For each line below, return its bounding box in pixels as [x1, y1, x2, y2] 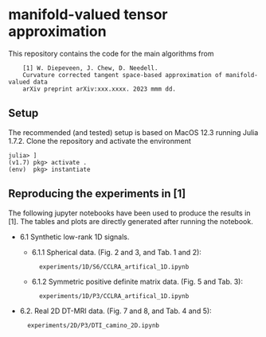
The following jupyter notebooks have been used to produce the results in [8, 208, 251, 218]
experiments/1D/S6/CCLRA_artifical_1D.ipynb [38, 262, 190, 271]
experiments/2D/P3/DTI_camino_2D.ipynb [27, 321, 159, 329]
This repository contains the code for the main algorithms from [8, 48, 214, 58]
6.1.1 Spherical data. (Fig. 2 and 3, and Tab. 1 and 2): [31, 247, 201, 257]
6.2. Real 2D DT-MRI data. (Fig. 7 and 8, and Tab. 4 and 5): [19, 306, 213, 316]
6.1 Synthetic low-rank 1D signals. [19, 232, 130, 242]
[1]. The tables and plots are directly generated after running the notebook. [8, 216, 253, 226]
